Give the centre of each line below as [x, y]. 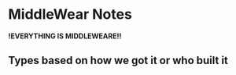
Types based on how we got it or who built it [118, 61]
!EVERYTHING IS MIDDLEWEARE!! [65, 36]
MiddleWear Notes [70, 14]
